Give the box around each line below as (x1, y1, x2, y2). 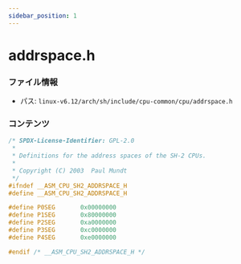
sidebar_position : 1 (8, 11, 78, 20)
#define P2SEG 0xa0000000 (8, 218, 116, 227)
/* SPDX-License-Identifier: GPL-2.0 (8, 137, 135, 145)
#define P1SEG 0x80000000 (8, 211, 116, 219)
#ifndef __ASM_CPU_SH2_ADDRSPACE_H (8, 181, 128, 189)
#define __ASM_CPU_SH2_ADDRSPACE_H (8, 189, 128, 197)
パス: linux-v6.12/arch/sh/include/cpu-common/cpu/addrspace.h (19, 96, 233, 106)
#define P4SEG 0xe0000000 (8, 234, 116, 242)
